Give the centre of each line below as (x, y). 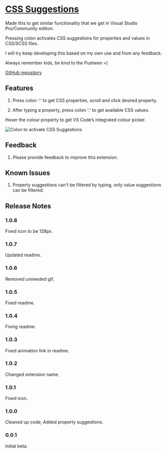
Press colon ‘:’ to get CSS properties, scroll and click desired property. (85, 100)
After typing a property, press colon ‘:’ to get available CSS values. (81, 110)
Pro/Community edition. (29, 28)
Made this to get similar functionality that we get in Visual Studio (71, 23)
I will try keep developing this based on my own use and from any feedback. (84, 53)
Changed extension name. (32, 374)
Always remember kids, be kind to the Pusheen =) (57, 63)
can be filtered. (28, 190)
